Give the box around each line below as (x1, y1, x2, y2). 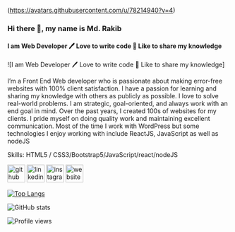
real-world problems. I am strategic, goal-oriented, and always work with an (7, 99, 228, 108)
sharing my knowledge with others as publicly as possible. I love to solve (7, 92, 219, 100)
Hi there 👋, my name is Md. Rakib (7, 23, 122, 33)
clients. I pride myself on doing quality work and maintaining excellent (7, 115, 210, 123)
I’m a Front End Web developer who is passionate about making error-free (7, 77, 223, 86)
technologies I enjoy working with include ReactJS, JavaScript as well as (7, 129, 219, 138)
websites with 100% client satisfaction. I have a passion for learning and (7, 84, 217, 93)
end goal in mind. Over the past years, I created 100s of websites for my (7, 107, 217, 115)
